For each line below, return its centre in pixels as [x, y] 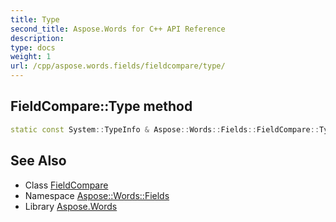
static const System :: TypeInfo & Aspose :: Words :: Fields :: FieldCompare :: [165, 129]
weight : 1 [31, 57]
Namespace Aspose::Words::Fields [97, 195]
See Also [38, 161]
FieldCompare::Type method [101, 106]
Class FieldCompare [66, 185]
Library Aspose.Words [71, 206]
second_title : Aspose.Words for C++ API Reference [118, 29]
